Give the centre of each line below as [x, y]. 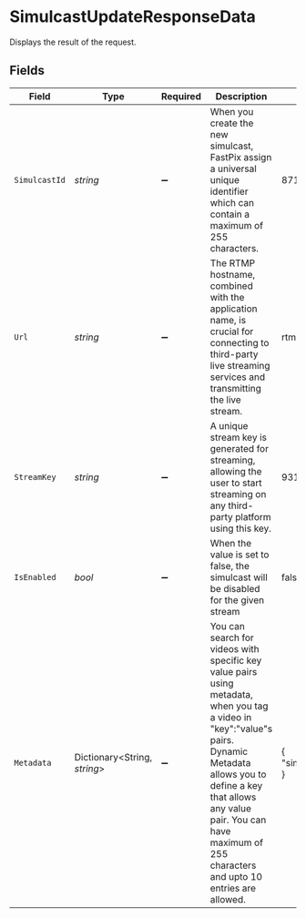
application [234, 309]
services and [238, 377]
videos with [235, 648]
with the [227, 297]
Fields [27, 71]
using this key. [240, 528]
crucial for [232, 331]
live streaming [240, 365]
